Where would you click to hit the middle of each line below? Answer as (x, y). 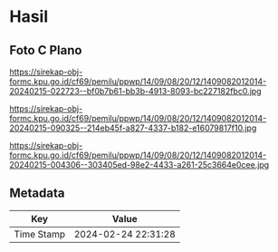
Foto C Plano (46, 50)
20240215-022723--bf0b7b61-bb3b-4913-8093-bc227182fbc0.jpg (135, 91)
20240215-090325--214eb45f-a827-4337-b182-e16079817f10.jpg (133, 128)
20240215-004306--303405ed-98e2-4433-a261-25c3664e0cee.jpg (139, 165)
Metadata (37, 194)
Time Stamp (40, 234)
